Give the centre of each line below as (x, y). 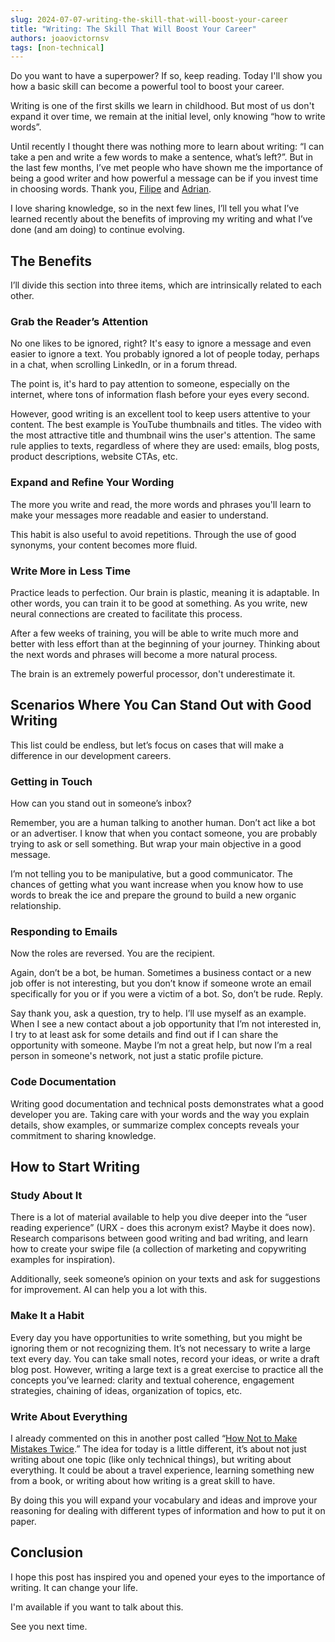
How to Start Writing (75, 1167)
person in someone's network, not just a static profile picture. (137, 1056)
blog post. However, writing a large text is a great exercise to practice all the (167, 1369)
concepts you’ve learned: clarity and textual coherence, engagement (152, 1380)
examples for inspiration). (63, 1260)
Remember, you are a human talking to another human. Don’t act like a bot (163, 823)
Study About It (46, 1195)
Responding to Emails (64, 931)
